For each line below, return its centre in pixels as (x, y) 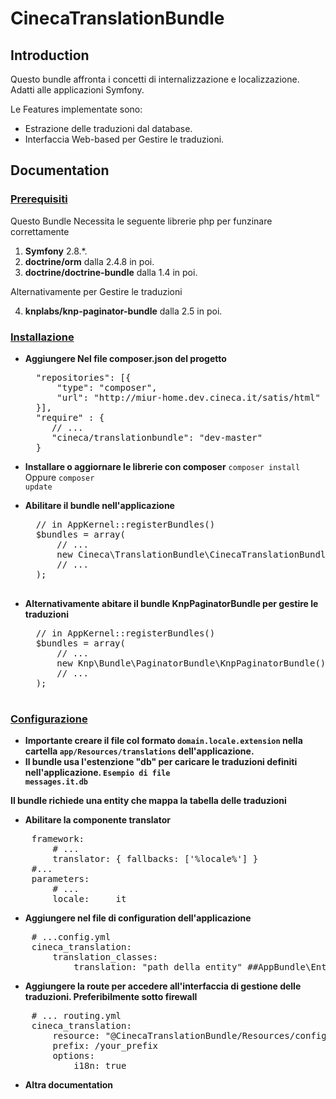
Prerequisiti (39, 199)
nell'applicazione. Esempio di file (97, 773)
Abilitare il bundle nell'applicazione (99, 505)
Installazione (42, 337)
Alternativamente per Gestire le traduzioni (96, 291)
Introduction (50, 55)
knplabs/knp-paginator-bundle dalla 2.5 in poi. (123, 311)
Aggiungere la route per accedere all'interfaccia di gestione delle (163, 986)
